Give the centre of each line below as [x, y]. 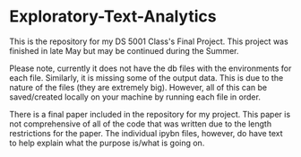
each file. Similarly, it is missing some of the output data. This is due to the [146, 77]
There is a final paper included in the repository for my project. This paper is [150, 114]
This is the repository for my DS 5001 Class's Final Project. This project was [149, 41]
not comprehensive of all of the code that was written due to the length [140, 124]
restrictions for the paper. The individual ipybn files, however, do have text [146, 133]
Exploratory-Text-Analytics [113, 17]
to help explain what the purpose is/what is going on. [107, 143]
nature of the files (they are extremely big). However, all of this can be [138, 87]
